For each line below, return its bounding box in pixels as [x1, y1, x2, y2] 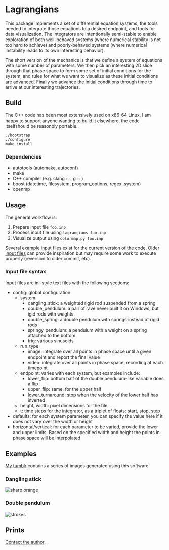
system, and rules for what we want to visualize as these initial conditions [5, 73, 158, 79]
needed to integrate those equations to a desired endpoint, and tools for [5, 25, 155, 31]
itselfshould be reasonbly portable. [5, 123, 78, 129]
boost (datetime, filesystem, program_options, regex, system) [12, 181, 141, 187]
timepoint [27, 365, 48, 371]
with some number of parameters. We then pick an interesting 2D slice [5, 62, 153, 68]
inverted [27, 397, 46, 403]
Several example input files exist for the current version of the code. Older [5, 245, 160, 251]
